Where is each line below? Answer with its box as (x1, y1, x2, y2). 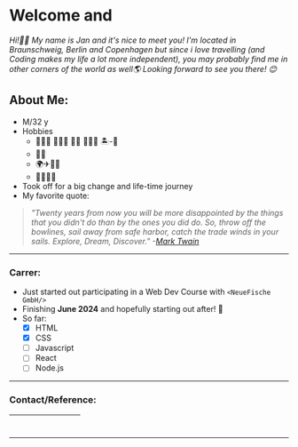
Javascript (35, 343, 74, 354)
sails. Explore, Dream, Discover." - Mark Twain (30, 235, 200, 246)
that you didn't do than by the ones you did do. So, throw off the (30, 217, 266, 227)
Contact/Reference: (9, 394, 98, 406)
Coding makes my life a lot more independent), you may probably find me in (9, 53, 288, 64)
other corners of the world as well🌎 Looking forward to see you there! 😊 (9, 63, 278, 74)
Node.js (35, 363, 65, 373)
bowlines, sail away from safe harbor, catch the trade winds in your (30, 226, 279, 236)
